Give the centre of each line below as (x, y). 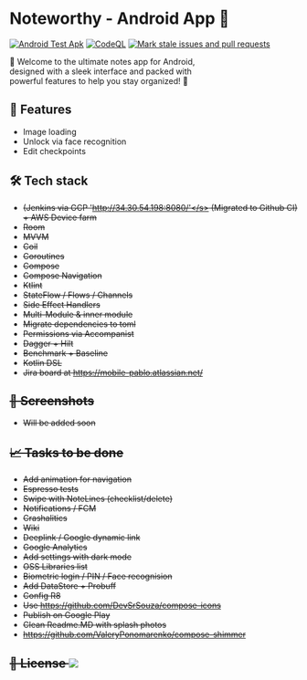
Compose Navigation (62, 275)
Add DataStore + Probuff (69, 586)
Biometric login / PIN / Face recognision (97, 576)
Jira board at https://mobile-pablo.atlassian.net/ (113, 372)
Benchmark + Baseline (65, 353)
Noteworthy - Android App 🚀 (120, 19)
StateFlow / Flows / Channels (78, 295)
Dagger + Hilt (48, 343)
